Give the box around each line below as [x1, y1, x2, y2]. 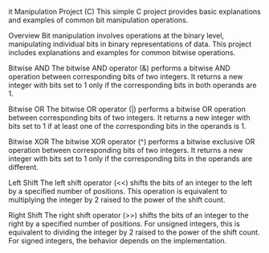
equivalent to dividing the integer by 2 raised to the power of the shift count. [8, 227, 260, 237]
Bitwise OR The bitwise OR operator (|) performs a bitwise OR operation [8, 104, 247, 114]
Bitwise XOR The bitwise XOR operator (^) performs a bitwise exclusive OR [8, 137, 255, 147]
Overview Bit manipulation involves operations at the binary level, [8, 31, 225, 40]
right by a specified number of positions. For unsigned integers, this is [8, 219, 241, 228]
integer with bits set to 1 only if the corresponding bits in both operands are [8, 80, 257, 90]
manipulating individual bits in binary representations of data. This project [8, 39, 252, 49]
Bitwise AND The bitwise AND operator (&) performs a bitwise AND [8, 63, 230, 73]
